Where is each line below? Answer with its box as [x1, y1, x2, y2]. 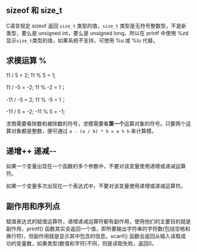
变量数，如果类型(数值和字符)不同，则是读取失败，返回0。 [16, 240, 157, 247]
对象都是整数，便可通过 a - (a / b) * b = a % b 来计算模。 [11, 127, 157, 134]
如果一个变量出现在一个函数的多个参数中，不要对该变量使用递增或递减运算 [6, 163, 186, 170]
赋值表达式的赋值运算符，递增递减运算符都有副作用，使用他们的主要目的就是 [6, 218, 191, 225]
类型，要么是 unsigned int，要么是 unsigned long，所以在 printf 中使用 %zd [6, 29, 189, 36]
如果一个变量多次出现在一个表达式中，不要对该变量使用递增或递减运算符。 [6, 182, 186, 189]
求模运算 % [6, 56, 47, 66]
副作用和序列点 [6, 201, 60, 211]
